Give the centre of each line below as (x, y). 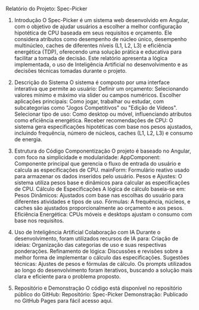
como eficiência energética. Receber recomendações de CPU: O (94, 120)
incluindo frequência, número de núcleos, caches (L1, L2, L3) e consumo (103, 133)
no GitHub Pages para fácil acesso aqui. (63, 301)
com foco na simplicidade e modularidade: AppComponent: (87, 157)
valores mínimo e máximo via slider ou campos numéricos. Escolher (97, 95)
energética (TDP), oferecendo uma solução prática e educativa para (98, 52)
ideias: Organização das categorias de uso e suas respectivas (90, 245)
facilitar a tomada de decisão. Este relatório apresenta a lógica (91, 58)
